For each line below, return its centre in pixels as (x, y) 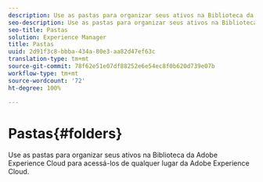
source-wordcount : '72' (47, 80)
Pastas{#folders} (65, 133)
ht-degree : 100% (34, 88)
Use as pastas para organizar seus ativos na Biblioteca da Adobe (113, 155)
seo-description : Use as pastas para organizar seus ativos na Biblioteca (133, 23)
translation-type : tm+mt (49, 59)
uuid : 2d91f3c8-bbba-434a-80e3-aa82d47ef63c (82, 52)
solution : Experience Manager (58, 37)
